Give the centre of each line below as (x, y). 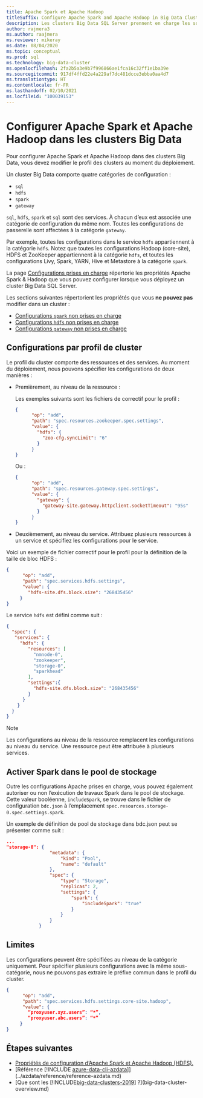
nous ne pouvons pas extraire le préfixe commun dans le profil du (114, 972)
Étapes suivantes (40, 1049)
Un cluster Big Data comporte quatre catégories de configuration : (89, 174)
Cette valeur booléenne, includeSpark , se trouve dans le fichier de (89, 799)
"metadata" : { (67, 852)
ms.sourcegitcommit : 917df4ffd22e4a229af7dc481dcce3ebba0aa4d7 (88, 74)
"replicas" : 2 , (79, 887)
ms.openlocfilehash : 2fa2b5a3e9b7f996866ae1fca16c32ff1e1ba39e (88, 68)
